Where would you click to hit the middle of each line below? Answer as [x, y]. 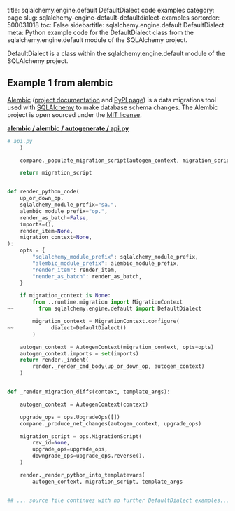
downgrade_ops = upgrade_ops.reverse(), [89, 456]
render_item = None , [47, 231]
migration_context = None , [56, 238]
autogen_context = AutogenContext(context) [84, 404]
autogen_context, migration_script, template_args [108, 482]
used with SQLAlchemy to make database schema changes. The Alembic [113, 107]
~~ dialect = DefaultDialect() [67, 328]
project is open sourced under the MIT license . [74, 114]
